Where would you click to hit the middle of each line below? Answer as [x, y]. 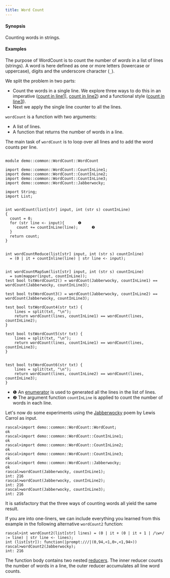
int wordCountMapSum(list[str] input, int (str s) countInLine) [75, 272]
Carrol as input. [21, 418]
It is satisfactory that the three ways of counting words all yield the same [81, 503]
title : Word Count [25, 10]
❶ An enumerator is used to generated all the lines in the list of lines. [84, 392]
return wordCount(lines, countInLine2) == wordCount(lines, [79, 374]
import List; [19, 196]
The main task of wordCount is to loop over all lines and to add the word [79, 142]
